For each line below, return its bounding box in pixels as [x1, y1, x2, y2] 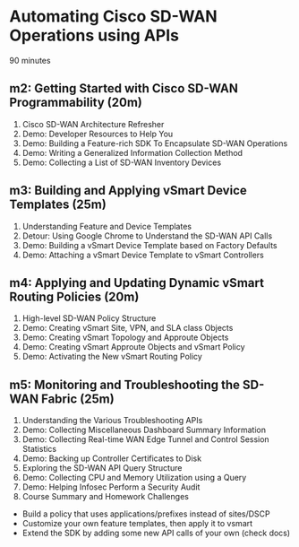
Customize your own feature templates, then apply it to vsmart [21, 518, 253, 529]
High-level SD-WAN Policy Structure [21, 313, 157, 324]
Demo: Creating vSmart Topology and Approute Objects [21, 332, 229, 343]
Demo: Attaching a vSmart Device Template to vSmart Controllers [21, 249, 264, 260]
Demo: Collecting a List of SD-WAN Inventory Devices [21, 157, 222, 168]
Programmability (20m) [9, 95, 143, 110]
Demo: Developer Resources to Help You [21, 128, 174, 139]
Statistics [21, 444, 57, 455]
